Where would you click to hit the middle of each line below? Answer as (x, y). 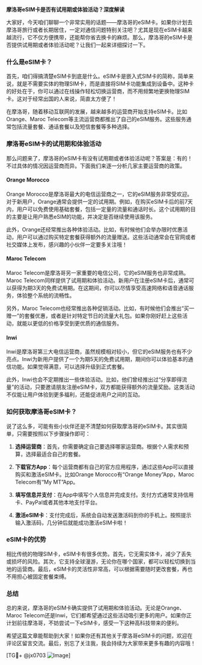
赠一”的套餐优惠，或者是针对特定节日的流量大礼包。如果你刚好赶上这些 (94, 316)
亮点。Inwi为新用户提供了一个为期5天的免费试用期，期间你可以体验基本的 (97, 359)
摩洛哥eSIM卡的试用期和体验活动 (54, 144)
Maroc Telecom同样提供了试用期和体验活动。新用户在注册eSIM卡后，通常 (98, 280)
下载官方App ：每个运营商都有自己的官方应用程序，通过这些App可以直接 (104, 467)
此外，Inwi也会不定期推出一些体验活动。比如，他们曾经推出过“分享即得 (94, 380)
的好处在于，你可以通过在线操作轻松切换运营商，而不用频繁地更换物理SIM (98, 91)
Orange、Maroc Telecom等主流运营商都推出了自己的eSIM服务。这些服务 (96, 119)
